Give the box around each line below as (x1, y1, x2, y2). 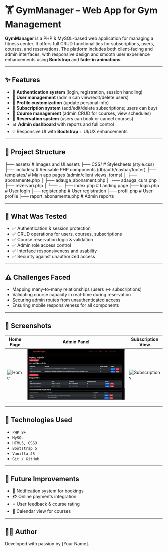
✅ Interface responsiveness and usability (12, 248, 97, 254)
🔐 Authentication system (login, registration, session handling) (12, 89, 143, 95)
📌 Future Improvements (5, 474, 80, 483)
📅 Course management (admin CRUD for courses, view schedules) (12, 110, 151, 116)
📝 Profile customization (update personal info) (12, 99, 109, 106)
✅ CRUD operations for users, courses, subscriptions (12, 231, 122, 237)
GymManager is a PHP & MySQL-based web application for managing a (5, 35, 154, 41)
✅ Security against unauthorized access (12, 254, 96, 260)
